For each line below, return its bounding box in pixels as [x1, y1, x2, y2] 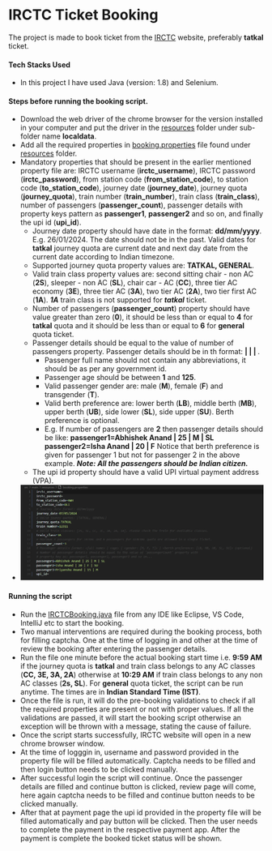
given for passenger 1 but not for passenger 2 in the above [44, 450, 240, 460]
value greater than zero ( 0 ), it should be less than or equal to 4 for [32, 312, 253, 322]
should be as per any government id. [44, 364, 168, 374]
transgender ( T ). [44, 390, 100, 400]
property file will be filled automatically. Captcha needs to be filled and [19, 755, 257, 765]
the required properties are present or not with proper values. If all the [19, 703, 254, 714]
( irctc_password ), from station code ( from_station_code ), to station [19, 174, 249, 184]
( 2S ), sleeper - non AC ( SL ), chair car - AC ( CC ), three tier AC [32, 278, 238, 288]
